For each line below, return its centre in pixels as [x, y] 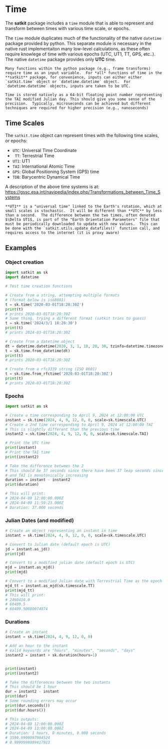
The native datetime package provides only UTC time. [61, 59]
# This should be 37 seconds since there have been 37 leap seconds [78, 471]
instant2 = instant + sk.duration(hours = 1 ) [51, 655]
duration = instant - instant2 [38, 480]
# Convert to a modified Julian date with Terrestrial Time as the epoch [84, 581]
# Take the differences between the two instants [58, 682]
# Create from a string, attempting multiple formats [62, 295]
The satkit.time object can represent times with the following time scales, [82, 135]
